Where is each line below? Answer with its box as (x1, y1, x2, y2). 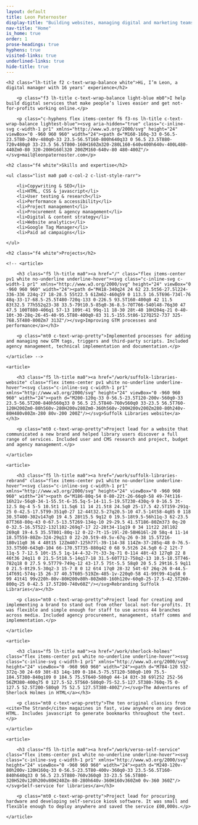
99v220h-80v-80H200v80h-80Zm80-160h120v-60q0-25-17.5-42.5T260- (29, 576, 192, 582)
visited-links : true (6, 53, 57, 59)
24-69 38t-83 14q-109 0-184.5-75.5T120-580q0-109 (27, 669, 151, 675)
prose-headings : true (6, 42, 60, 48)
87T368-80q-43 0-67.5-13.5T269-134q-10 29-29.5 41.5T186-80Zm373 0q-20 (6, 519, 186, 525)
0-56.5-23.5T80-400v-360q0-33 (58, 768, 133, 774)
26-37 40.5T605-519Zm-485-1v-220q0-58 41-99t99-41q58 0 (45, 571, 186, 577)
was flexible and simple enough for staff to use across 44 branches (6, 607, 181, 613)
